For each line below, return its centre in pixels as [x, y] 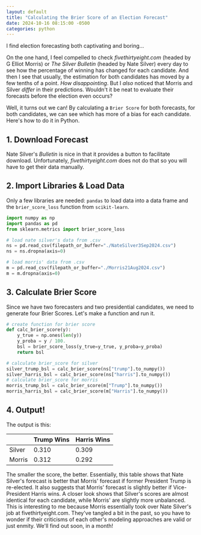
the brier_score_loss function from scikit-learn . [68, 207]
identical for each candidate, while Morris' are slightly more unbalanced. [96, 500]
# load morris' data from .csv [45, 262]
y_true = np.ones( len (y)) [50, 336]
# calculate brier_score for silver [52, 363]
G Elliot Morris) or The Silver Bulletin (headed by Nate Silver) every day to [97, 64]
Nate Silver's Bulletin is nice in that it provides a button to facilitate [88, 154]
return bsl [31, 352]
